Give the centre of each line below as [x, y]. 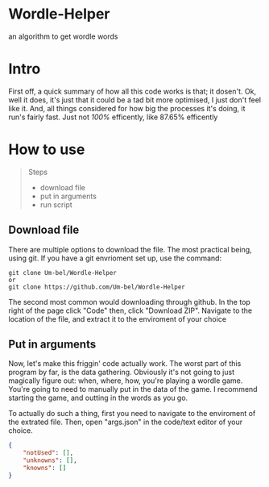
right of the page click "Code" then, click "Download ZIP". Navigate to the [130, 310]
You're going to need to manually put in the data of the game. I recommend [133, 389]
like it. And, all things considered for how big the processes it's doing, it [127, 108]
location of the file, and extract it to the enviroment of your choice [118, 318]
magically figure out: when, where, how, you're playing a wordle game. [126, 381]
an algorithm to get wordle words [63, 36]
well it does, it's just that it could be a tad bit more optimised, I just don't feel [135, 100]
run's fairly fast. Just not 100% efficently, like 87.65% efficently [113, 117]
